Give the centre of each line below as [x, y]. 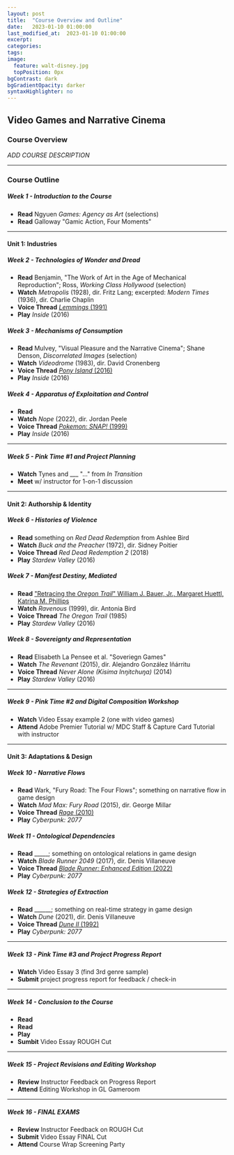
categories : [24, 46]
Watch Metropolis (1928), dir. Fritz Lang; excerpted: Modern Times [113, 292]
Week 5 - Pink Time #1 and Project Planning [71, 456]
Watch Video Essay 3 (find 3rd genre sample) [83, 972]
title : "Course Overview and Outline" [65, 20]
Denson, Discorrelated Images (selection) [77, 356]
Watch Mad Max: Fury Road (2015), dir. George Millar [94, 805]
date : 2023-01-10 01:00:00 [49, 27]
